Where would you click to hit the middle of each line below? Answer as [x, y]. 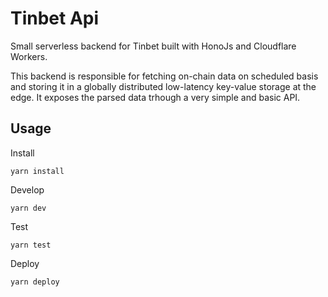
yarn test [31, 245]
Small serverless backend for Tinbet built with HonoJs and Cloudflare [153, 46]
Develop [27, 189]
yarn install [37, 171]
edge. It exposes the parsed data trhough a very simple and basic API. [155, 97]
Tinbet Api [55, 18]
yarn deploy [35, 282]
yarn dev [28, 208]
